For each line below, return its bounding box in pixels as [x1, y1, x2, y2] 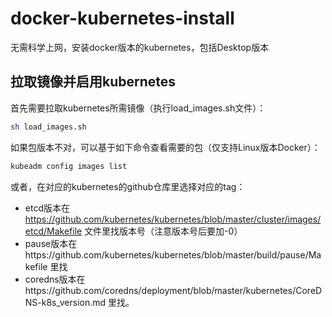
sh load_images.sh [10, 122, 87, 132]
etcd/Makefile [24, 225, 83, 237]
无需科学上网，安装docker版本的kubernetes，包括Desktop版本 [10, 41, 270, 53]
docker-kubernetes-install [10, 7, 235, 30]
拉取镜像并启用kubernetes [10, 73, 177, 91]
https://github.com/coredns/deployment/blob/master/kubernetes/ [24, 284, 297, 296]
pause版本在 [24, 237, 78, 249]
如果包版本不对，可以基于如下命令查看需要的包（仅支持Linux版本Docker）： [10, 141, 321, 153]
